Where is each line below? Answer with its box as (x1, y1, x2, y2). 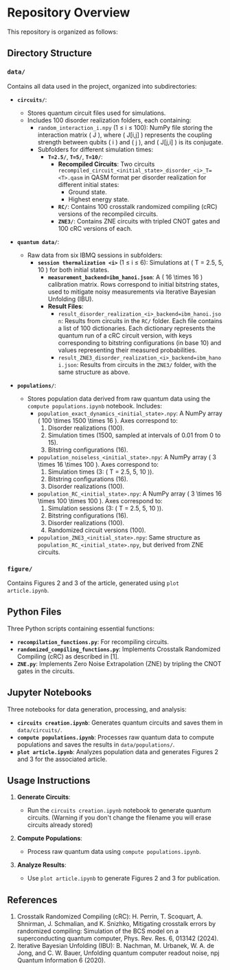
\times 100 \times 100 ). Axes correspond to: (37, 496, 163, 505)
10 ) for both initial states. (37, 265, 110, 274)
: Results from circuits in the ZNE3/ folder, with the (76, 360, 217, 368)
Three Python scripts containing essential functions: (7, 624, 154, 632)
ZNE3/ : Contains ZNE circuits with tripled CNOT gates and (58, 217, 220, 225)
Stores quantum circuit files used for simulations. (27, 109, 166, 117)
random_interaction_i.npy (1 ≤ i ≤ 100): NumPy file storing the (37, 123, 213, 131)
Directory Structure (7, 47, 93, 59)
